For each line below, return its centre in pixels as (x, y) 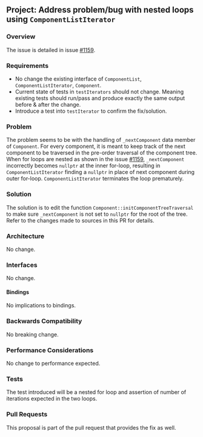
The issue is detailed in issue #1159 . (51, 50)
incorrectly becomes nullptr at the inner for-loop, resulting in (83, 165)
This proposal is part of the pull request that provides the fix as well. (91, 427)
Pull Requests (27, 415)
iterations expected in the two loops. (52, 399)
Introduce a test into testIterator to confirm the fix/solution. (91, 111)
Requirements (28, 65)
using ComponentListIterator (61, 20)
